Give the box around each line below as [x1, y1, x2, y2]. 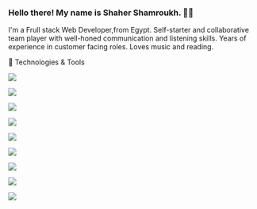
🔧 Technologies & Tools [8, 57, 85, 67]
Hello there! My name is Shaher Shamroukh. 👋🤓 [8, 7, 194, 18]
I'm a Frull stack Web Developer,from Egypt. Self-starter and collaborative [8, 25, 250, 35]
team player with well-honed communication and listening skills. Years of [8, 33, 247, 43]
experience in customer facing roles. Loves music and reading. [8, 42, 214, 52]
